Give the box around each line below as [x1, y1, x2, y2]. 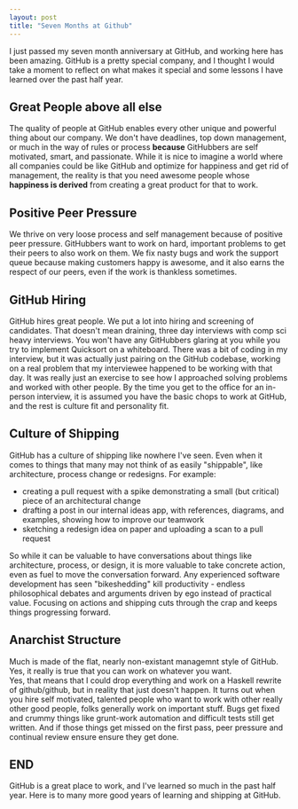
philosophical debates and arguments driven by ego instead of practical [9, 587, 272, 599]
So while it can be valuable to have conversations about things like [9, 550, 253, 561]
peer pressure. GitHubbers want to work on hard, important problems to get [9, 239, 286, 249]
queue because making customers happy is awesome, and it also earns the [9, 257, 286, 268]
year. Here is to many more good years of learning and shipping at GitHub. [9, 790, 281, 801]
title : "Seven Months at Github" [9, 21, 133, 30]
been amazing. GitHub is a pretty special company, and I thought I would [9, 55, 275, 66]
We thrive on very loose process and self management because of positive [9, 229, 284, 240]
